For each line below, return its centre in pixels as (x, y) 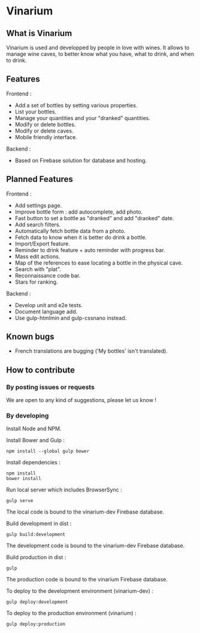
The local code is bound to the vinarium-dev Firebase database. (85, 512)
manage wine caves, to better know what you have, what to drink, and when (100, 54)
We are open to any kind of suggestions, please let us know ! (81, 400)
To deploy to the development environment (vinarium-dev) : (80, 591)
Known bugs (31, 337)
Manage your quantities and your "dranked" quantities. (83, 118)
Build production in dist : (36, 557)
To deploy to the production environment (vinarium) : (71, 613)
